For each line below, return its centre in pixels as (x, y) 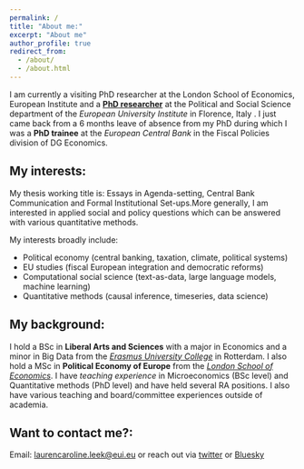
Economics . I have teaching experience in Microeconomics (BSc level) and (149, 375)
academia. (29, 404)
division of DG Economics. (59, 143)
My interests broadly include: (64, 239)
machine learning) (56, 286)
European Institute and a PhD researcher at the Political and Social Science (151, 104)
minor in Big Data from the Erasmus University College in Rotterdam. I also (148, 356)
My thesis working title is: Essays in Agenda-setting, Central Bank (132, 193)
